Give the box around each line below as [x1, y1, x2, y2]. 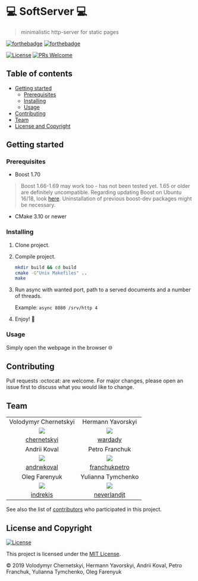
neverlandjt [94, 491, 126, 499]
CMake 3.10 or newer [14, 213, 67, 220]
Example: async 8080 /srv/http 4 [14, 304, 98, 311]
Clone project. [14, 241, 50, 249]
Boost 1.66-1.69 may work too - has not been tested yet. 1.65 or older [20, 183, 190, 190]
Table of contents [6, 69, 73, 79]
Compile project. [14, 253, 56, 260]
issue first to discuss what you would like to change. [6, 384, 134, 391]
